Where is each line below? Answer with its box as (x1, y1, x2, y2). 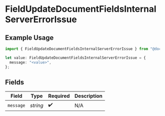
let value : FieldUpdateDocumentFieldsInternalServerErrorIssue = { (5, 55, 146, 60)
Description (74, 92, 103, 99)
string (30, 102, 44, 109)
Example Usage (5, 33, 54, 42)
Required (48, 92, 70, 99)
